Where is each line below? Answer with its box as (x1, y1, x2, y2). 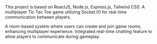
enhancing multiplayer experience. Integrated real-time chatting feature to (5, 29, 153, 34)
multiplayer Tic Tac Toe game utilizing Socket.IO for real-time (5, 9, 127, 15)
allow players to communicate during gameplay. (5, 33, 100, 39)
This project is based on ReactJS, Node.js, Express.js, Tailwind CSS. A (5, 4, 145, 10)
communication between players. (5, 14, 71, 20)
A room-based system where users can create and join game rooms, (5, 23, 142, 29)
